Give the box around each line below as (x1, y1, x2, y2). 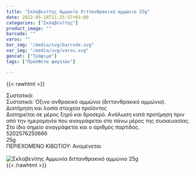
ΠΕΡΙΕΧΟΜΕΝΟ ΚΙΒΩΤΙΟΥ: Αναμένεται (6, 142, 102, 150)
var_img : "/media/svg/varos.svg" (6, 48, 89, 54)
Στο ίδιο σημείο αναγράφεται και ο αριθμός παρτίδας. (6, 123, 140, 130)
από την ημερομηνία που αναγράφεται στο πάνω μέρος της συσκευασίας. (6, 117, 190, 124)
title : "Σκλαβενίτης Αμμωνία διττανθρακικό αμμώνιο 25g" (6, 8, 150, 15)
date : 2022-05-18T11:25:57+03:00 (6, 14, 89, 20)
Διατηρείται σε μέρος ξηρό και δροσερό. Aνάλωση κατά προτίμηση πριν (6, 111, 185, 118)
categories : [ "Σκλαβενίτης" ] (6, 20, 78, 26)
